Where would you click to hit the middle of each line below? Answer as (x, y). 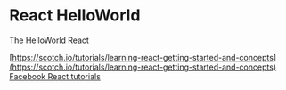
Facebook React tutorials (55, 76)
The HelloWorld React (49, 40)
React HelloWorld (75, 16)
